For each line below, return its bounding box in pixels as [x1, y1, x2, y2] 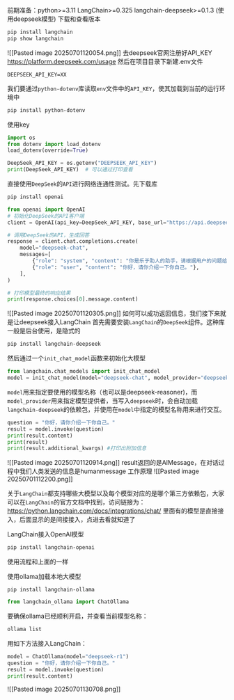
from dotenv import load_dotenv [7, 141, 101, 148]
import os [7, 134, 36, 141]
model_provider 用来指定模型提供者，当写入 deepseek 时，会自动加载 [7, 396, 198, 405]
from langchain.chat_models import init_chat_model [7, 368, 160, 375]
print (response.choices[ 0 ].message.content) [7, 296, 139, 303]
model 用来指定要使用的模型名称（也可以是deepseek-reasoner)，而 [7, 388, 198, 396]
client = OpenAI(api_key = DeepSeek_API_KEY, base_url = [7, 218, 167, 226]
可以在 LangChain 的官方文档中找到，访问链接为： [7, 498, 146, 507]
